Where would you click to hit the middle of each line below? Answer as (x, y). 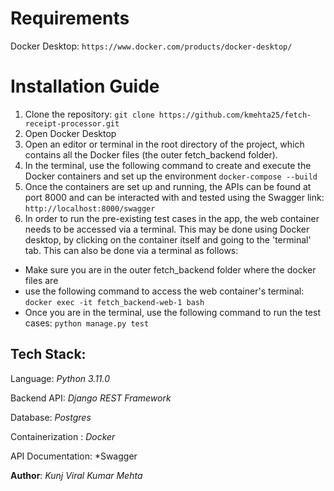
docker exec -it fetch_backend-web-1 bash (114, 302)
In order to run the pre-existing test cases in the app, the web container (172, 218)
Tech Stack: (48, 354)
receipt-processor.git (72, 123)
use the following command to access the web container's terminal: (164, 291)
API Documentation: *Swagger (74, 456)
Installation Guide (85, 86)
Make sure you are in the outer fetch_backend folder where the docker (170, 269)
